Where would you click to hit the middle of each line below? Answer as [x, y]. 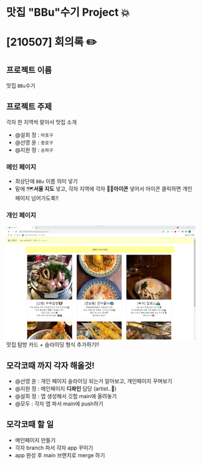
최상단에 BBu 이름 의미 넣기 [46, 181]
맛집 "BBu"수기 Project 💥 [68, 12]
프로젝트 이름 [29, 70]
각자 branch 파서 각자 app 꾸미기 [54, 448]
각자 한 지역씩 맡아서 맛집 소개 [41, 122]
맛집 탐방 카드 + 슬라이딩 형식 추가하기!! [53, 345]
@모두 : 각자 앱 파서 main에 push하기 [59, 404]
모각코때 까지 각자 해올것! [50, 365]
